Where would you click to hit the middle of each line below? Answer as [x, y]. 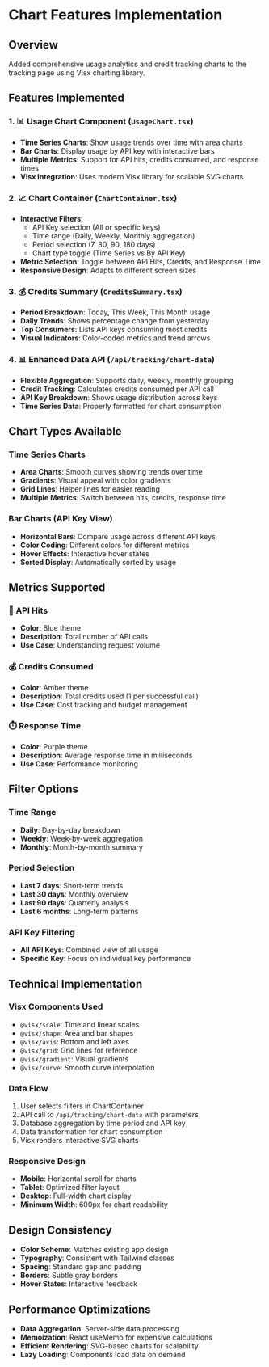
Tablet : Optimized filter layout [69, 1188]
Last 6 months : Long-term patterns [79, 911]
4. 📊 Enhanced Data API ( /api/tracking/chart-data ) [112, 360]
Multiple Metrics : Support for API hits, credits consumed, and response [140, 159]
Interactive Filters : [51, 218]
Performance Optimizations [80, 1309]
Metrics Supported [57, 587]
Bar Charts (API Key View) [61, 519]
